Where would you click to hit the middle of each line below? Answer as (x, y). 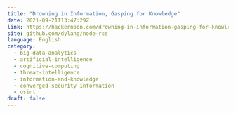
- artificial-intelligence (53, 60)
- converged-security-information (64, 86)
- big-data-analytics (45, 53)
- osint (25, 92)
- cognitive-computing (47, 66)
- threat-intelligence (47, 72)
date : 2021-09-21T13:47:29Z (48, 20)
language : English (34, 40)
